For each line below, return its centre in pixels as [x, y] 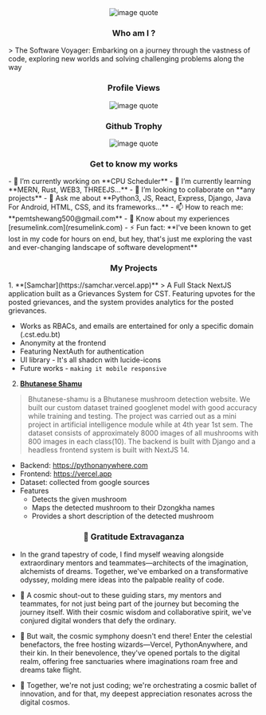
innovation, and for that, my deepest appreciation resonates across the [136, 694]
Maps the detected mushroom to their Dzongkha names [123, 508]
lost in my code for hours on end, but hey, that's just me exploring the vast [130, 239]
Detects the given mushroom [79, 499]
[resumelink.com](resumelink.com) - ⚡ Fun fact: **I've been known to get [130, 228]
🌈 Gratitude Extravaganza [134, 537]
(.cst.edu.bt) [40, 334]
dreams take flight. [51, 670]
